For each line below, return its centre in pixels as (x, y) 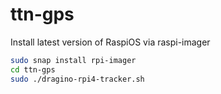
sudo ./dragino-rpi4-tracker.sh (77, 79)
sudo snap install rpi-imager (73, 60)
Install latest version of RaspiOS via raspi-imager (110, 42)
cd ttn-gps (33, 69)
